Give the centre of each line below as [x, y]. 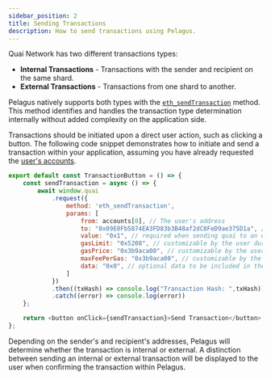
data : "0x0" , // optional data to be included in [165, 266]
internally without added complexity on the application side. [108, 120]
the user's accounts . [42, 161]
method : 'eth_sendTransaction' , [120, 206]
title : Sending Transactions [57, 23]
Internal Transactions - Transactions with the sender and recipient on [137, 70]
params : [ [82, 213]
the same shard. [47, 78]
